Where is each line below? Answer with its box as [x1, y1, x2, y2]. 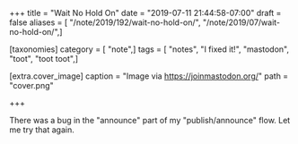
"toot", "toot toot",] [9, 54, 79, 64]
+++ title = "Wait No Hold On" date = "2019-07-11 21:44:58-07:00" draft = [9, 8, 282, 18]
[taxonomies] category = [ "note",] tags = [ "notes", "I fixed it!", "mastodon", [9, 44, 290, 55]
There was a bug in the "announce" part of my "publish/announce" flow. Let [9, 115, 291, 125]
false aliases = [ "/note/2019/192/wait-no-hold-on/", [9, 17, 201, 28]
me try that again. [9, 124, 74, 135]
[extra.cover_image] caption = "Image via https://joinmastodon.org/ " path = [9, 71, 289, 81]
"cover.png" [9, 80, 54, 90]
